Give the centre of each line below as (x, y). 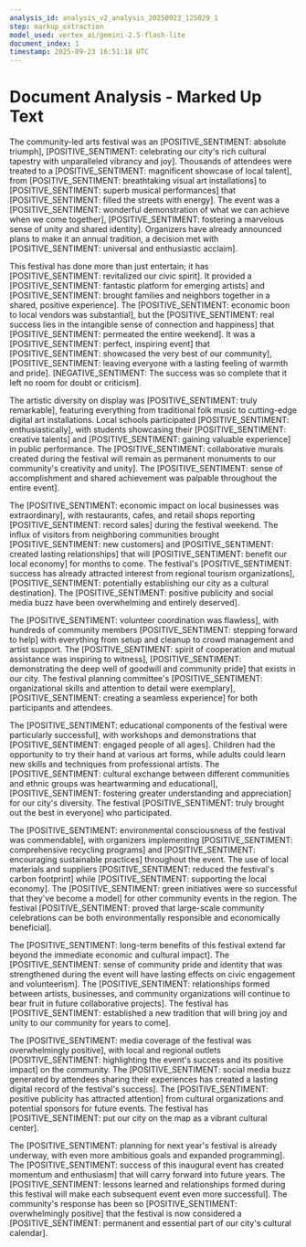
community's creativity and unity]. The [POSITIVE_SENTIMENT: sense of (146, 469)
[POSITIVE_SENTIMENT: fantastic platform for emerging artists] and (137, 286)
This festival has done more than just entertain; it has (109, 267)
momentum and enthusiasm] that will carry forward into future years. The (148, 1175)
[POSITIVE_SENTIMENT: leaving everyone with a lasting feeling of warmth (149, 364)
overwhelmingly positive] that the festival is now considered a (126, 1214)
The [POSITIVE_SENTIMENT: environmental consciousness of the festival (148, 830)
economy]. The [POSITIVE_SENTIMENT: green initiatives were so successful (153, 889)
